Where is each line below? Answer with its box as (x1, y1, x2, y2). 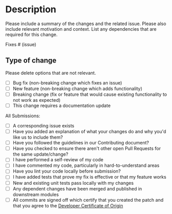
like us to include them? (12, 134, 63, 140)
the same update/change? (12, 151, 68, 157)
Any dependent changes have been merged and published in (12, 185, 142, 191)
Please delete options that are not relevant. (5, 70, 97, 76)
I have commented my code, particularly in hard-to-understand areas (12, 162, 160, 168)
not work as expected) (12, 97, 61, 103)
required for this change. (5, 31, 58, 37)
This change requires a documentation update (12, 102, 111, 109)
